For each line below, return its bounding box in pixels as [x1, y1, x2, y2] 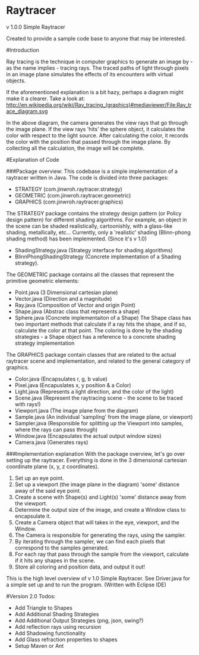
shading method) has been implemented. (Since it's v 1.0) [6, 235, 147, 242]
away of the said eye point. [14, 487, 81, 494]
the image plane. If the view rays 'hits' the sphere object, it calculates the [6, 125, 185, 132]
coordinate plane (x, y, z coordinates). [6, 463, 99, 470]
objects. [6, 77, 26, 84]
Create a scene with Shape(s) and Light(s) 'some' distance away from [14, 493, 186, 500]
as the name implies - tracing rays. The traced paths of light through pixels [6, 64, 189, 72]
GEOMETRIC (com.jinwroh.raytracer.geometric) [14, 191, 131, 199]
